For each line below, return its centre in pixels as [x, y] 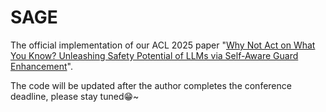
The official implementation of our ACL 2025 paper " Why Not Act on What [163, 45]
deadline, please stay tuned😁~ [75, 96]
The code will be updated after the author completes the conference [151, 85]
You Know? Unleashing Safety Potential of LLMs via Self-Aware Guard [154, 55]
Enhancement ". [41, 66]
